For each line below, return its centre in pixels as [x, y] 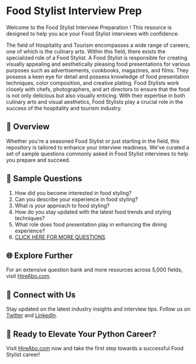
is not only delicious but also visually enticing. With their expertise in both [96, 95]
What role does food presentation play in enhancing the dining [91, 224]
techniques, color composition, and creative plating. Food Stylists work [93, 83]
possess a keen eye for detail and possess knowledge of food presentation [98, 76]
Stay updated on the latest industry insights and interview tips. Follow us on [98, 309]
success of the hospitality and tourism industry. [64, 108]
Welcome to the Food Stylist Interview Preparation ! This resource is [89, 27]
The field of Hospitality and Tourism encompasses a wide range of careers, [98, 45]
